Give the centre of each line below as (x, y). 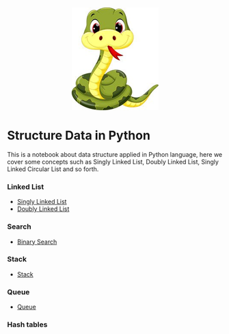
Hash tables (27, 324)
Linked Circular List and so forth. (53, 169)
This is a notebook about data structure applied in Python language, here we (115, 154)
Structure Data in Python (79, 136)
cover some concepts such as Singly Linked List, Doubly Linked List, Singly (113, 162)
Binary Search (37, 242)
